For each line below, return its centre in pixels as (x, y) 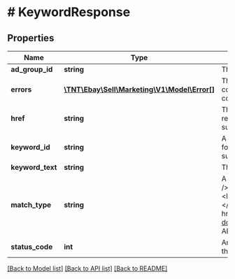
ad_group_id (32, 69)
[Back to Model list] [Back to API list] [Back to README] (87, 269)
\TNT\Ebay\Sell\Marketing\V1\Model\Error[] (139, 90)
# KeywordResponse (69, 12)
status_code (32, 247)
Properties (31, 38)
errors (21, 90)
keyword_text (34, 167)
